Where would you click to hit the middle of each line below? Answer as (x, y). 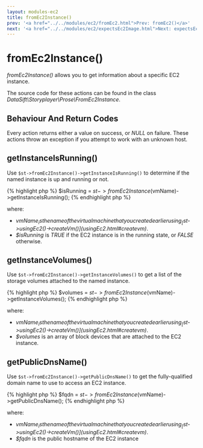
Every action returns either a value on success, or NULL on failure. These (98, 133)
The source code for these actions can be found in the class (82, 93)
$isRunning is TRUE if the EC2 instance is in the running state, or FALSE (105, 235)
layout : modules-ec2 (33, 12)
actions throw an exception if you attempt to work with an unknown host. (97, 139)
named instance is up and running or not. (58, 179)
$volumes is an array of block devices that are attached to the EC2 (98, 337)
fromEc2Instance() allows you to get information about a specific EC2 (93, 75)
